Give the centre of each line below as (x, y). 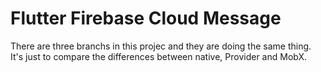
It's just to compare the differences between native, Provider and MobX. (159, 56)
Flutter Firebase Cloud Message (146, 18)
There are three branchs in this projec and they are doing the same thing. (161, 46)
